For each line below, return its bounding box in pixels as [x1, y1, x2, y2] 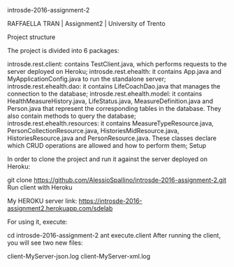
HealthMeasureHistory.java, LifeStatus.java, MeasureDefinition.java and [7, 97, 214, 105]
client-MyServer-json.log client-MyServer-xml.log [7, 252, 151, 260]
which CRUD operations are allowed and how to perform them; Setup [7, 142, 207, 149]
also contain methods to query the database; [7, 112, 136, 120]
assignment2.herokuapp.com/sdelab [7, 204, 113, 212]
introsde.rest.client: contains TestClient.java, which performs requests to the [7, 60, 227, 68]
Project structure [7, 33, 56, 41]
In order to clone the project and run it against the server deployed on [7, 155, 208, 163]
